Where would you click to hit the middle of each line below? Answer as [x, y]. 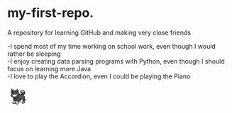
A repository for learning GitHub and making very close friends [99, 32]
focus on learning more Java [49, 69]
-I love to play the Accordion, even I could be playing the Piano [99, 76]
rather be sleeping [34, 54]
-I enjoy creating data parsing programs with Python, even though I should [116, 61]
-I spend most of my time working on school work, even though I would [112, 46]
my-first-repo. [51, 13]
